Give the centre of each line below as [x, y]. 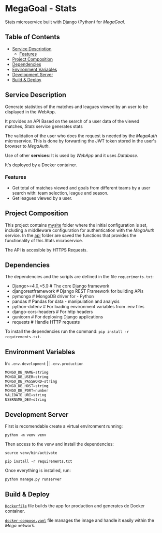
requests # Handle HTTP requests [46, 322]
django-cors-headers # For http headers [52, 312]
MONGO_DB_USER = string [27, 377]
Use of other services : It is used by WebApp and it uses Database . [72, 155]
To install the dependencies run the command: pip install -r [67, 331]
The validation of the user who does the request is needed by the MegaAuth [81, 136]
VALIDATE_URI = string [26, 395]
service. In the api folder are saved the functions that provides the [71, 235]
